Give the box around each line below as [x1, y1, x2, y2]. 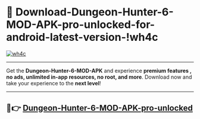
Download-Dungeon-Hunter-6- [15, 5, 174, 19]
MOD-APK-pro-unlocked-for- [6, 18, 155, 31]
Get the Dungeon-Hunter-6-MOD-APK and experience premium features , [6, 67, 192, 74]
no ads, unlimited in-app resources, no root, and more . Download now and [6, 73, 192, 81]
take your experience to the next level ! [6, 79, 101, 86]
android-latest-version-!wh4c [6, 31, 159, 44]
